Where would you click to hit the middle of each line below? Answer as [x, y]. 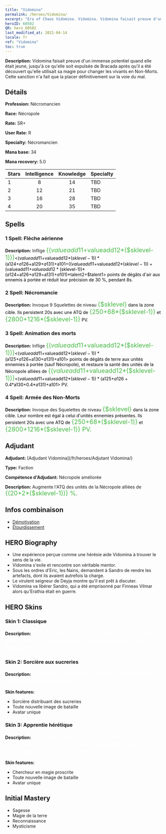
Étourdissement [28, 527]
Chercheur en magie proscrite [43, 772]
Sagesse [21, 810]
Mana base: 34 [21, 152]
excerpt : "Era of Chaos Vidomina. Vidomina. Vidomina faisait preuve [78, 19]
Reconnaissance [29, 821]
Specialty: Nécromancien [31, 142]
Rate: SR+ [16, 123]
